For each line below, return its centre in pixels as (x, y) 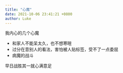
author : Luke (18, 18)
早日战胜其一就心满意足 (28, 66)
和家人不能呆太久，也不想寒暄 (42, 43)
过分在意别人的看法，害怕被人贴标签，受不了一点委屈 (65, 50)
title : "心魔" (19, 9)
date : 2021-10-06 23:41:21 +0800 (39, 14)
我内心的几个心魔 (22, 33)
